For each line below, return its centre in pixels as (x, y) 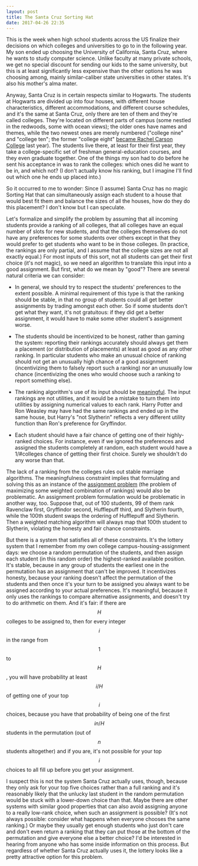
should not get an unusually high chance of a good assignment (91, 362)
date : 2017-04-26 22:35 (35, 23)
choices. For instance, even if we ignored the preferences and (109, 441)
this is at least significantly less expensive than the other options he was (94, 71)
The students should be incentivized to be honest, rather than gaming (100, 336)
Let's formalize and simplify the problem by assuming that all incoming (92, 219)
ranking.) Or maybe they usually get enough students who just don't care (95, 826)
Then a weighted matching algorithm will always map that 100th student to (97, 522)
